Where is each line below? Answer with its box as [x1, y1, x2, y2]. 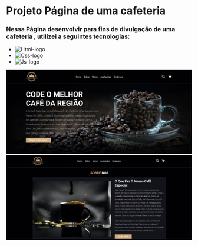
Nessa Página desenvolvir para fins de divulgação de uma [6, 25, 176, 34]
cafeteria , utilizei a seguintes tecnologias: [6, 32, 130, 41]
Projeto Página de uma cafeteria [6, 4, 166, 18]
